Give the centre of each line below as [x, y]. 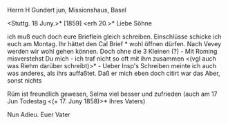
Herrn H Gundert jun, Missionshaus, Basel [67, 10]
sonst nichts [25, 81]
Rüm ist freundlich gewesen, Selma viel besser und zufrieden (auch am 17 [112, 94]
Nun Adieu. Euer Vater [39, 114]
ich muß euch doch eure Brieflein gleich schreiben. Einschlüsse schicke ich [115, 37]
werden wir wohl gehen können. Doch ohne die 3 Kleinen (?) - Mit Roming [112, 51]
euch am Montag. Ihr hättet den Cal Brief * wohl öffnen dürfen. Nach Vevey [114, 44]
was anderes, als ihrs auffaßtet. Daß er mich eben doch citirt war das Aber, [114, 73]
